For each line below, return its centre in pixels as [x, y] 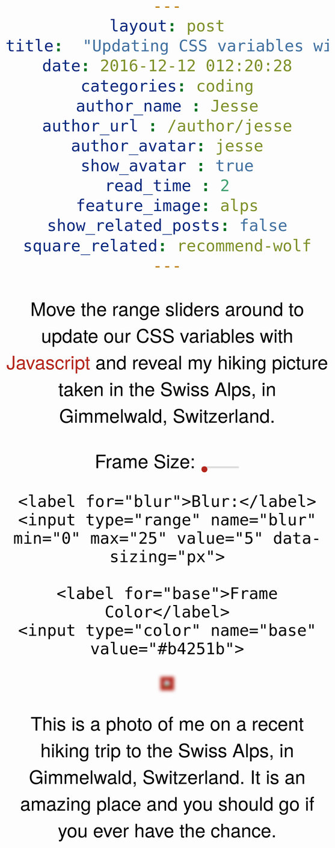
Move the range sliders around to [167, 308]
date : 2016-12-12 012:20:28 [167, 66]
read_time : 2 [167, 186]
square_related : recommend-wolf [167, 246]
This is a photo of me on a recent [167, 722]
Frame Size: [145, 460]
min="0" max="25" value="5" [138, 538]
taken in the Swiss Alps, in [167, 388]
